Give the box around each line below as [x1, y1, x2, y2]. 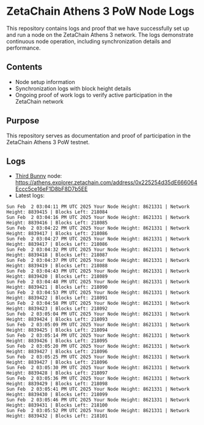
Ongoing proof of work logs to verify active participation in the [15, 91, 173, 99]
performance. [6, 44, 41, 52]
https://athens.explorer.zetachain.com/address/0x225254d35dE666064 [15, 179, 197, 186]
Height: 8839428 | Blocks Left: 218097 [6, 370, 108, 377]
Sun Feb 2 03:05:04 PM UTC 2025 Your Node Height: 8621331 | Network [6, 311, 190, 317]
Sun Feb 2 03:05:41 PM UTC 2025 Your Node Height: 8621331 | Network [6, 386, 190, 392]
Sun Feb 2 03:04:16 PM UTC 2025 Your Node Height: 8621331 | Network [6, 215, 190, 221]
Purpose [6, 115, 40, 126]
